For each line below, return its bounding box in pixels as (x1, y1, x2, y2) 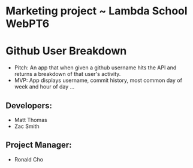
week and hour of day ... (14, 83, 75, 90)
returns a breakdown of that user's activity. (14, 71, 121, 78)
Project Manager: (5, 140, 73, 150)
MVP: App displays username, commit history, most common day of (14, 77, 182, 84)
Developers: (5, 100, 52, 111)
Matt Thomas (14, 116, 47, 123)
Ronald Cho (14, 155, 43, 163)
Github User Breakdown (5, 44, 127, 58)
